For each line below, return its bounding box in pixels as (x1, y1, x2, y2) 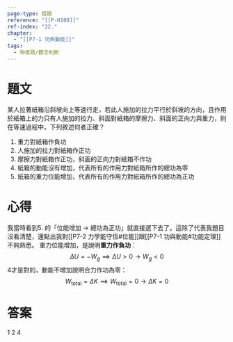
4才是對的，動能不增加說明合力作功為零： (7, 266, 127, 274)
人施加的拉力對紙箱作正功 (17, 146, 91, 154)
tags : (7, 42, 23, 49)
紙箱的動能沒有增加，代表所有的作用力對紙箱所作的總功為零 (17, 163, 188, 172)
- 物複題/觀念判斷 (13, 49, 60, 56)
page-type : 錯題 (7, 10, 52, 17)
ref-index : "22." (7, 23, 58, 30)
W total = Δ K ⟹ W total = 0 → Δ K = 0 (65, 277, 169, 287)
